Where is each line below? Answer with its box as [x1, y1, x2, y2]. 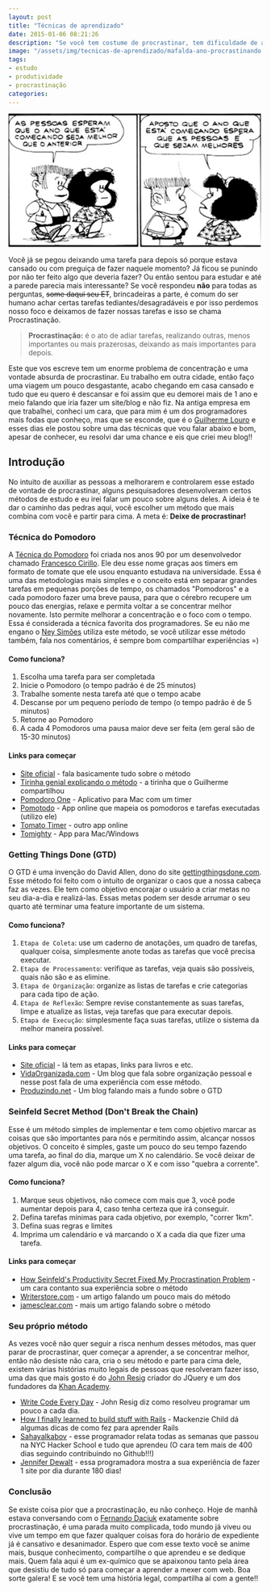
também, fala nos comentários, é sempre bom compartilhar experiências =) [8, 636, 260, 645]
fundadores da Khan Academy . [8, 1382, 111, 1392]
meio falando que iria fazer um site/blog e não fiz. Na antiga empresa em [8, 398, 251, 408]
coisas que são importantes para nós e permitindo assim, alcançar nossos [8, 1133, 256, 1143]
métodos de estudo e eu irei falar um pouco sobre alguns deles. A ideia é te [8, 493, 260, 504]
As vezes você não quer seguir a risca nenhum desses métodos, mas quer [8, 1339, 256, 1349]
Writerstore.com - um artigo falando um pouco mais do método [19, 1292, 231, 1302]
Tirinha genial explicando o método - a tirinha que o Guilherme [19, 777, 228, 787]
